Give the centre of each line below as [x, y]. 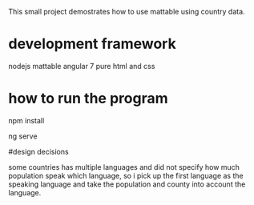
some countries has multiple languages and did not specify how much [124, 167]
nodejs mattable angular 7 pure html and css [82, 66]
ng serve [23, 136]
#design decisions [39, 151]
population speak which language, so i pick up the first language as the [126, 175]
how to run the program [88, 98]
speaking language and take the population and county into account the [127, 184]
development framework [92, 44]
